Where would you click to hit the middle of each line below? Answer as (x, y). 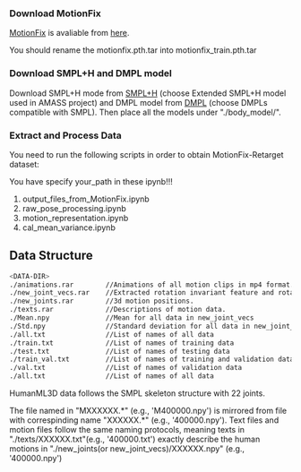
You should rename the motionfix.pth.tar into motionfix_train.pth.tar (133, 50)
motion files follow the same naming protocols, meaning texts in (127, 430)
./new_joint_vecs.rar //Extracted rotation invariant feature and (142, 293)
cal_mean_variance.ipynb (69, 227)
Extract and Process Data (66, 135)
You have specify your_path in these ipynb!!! (91, 181)
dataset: (25, 164)
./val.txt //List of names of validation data (126, 368)
